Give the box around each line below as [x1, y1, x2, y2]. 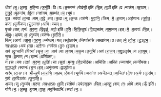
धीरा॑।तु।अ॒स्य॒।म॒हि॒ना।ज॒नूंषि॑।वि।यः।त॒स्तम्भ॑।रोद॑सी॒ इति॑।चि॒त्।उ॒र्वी [5, 5, 111, 10]
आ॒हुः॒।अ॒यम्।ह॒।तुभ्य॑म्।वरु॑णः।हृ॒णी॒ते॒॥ [5, 32, 64, 37]
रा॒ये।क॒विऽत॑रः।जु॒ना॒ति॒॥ [5, 76, 42, 81]
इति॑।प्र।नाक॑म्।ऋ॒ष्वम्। [112, 5, 149, 10]
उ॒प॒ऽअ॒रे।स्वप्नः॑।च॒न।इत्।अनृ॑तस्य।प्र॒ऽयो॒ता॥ [5, 65, 75, 70]
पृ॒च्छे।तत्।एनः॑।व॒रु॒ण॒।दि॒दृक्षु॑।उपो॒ [5, 27, 57, 32]
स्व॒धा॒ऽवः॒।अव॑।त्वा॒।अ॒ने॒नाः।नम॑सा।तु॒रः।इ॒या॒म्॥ [5, 43, 78, 48]
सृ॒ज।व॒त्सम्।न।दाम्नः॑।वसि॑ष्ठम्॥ [5, 54, 56, 59]
